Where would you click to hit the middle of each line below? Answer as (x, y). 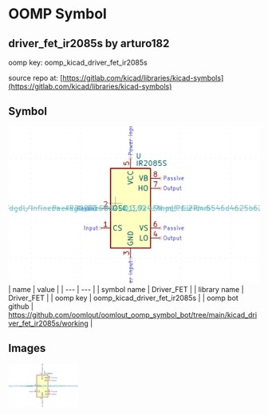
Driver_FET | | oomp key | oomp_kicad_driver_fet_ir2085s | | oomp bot (124, 298)
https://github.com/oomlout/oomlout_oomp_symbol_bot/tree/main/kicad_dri (133, 314)
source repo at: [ (35, 78)
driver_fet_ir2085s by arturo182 (89, 43)
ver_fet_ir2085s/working (49, 323)
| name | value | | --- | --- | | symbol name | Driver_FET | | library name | (126, 289)
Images (27, 348)
